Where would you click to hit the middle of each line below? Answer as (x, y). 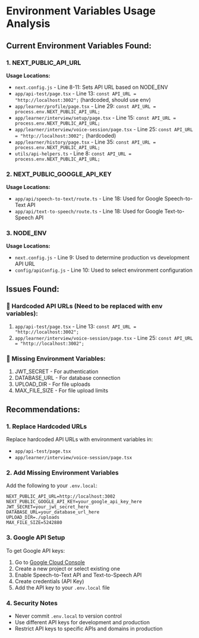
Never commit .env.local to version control (68, 616)
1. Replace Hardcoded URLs (47, 426)
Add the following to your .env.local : (52, 486)
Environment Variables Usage (81, 11)
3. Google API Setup (36, 538)
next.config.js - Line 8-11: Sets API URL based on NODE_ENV (91, 87)
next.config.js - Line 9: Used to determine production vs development (102, 258)
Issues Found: (33, 289)
